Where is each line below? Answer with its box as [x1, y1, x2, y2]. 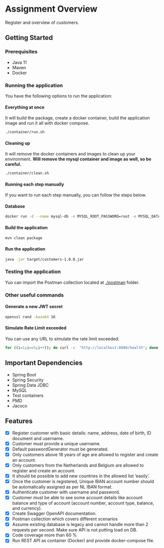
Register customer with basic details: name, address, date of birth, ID [12, 430, 151, 436]
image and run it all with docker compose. [5, 120, 89, 126]
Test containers [12, 392, 44, 398]
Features [5, 417, 33, 425]
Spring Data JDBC [12, 382, 49, 388]
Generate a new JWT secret [5, 304, 63, 310]
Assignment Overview [5, 3, 98, 15]
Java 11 [12, 59, 27, 65]
